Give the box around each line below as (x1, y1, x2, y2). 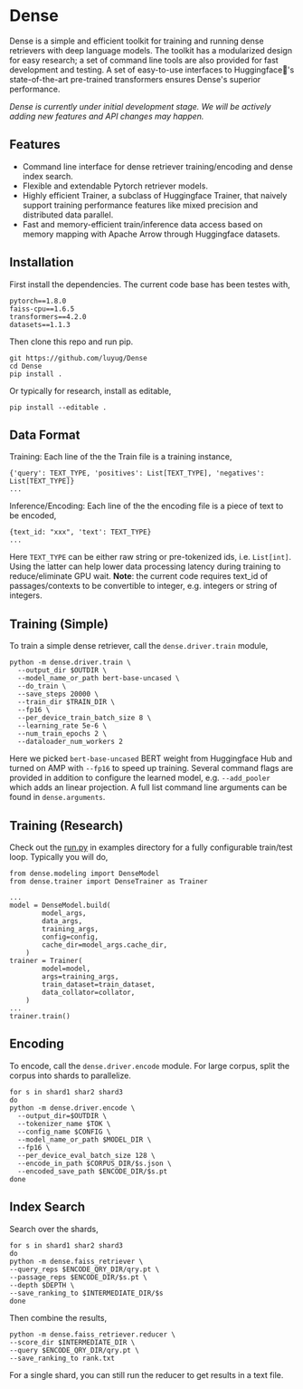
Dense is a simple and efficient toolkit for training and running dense (9, 35, 264, 46)
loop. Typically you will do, (9, 852, 109, 862)
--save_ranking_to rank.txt (9, 1354, 116, 1363)
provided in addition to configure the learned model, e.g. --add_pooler (9, 772, 271, 784)
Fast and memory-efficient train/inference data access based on (22, 218, 263, 229)
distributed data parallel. (22, 209, 114, 220)
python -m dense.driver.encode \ (9, 1103, 136, 1113)
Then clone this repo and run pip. (9, 336, 134, 347)
